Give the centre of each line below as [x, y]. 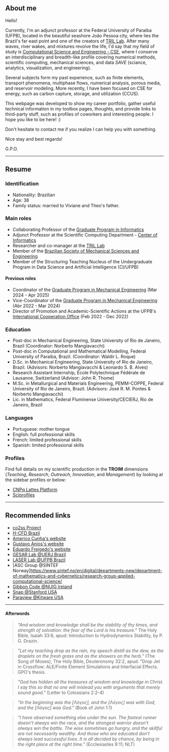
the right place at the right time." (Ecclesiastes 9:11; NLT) [76, 744]
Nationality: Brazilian [34, 195]
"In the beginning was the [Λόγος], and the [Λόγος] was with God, [87, 702]
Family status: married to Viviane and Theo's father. [66, 205]
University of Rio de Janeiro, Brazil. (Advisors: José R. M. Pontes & [81, 389]
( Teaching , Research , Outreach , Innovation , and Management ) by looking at [84, 474]
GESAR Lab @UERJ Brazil [39, 554]
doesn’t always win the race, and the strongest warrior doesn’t [83, 723]
